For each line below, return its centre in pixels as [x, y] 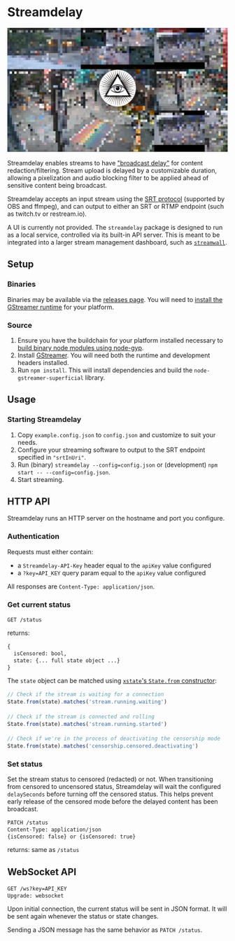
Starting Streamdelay [44, 420]
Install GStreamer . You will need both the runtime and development [114, 355]
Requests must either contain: [50, 551]
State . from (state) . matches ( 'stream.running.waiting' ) [87, 701]
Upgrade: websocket [36, 896]
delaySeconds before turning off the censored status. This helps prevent [110, 794]
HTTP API [29, 501]
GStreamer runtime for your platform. [60, 307]
